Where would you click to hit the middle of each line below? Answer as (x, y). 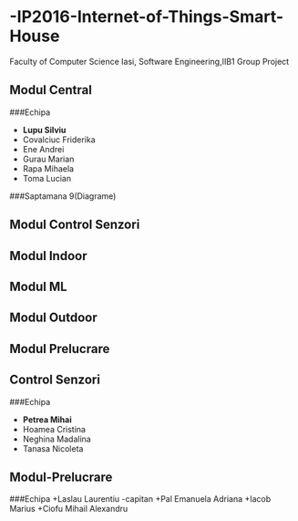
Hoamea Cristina (54, 429)
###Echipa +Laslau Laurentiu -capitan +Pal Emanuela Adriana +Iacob (140, 499)
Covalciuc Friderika (59, 140)
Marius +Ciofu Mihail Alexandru (69, 509)
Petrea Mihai (47, 419)
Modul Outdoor (53, 318)
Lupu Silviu (44, 130)
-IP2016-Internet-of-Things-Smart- (147, 17)
